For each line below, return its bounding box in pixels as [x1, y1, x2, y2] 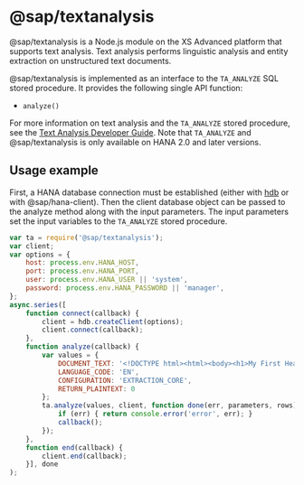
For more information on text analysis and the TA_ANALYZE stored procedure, [9, 117, 291, 128]
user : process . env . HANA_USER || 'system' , [25, 275, 188, 284]
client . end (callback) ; [42, 452, 128, 461]
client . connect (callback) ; [42, 325, 144, 335]
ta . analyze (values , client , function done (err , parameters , [42, 401, 273, 410]
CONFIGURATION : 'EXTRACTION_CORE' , [57, 376, 193, 385]
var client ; [9, 241, 54, 250]
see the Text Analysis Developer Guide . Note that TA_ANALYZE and [9, 126, 252, 137]
